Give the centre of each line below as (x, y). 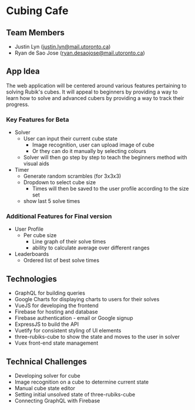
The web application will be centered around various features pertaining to (96, 85)
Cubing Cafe (37, 11)
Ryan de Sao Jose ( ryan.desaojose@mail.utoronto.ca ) (80, 53)
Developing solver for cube (47, 376)
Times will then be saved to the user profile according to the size (110, 189)
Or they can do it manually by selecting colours (89, 151)
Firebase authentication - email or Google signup (74, 318)
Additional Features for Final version (59, 216)
